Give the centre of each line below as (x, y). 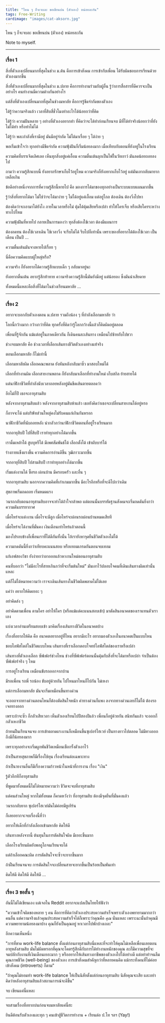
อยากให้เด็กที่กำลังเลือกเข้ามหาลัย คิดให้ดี (38, 825)
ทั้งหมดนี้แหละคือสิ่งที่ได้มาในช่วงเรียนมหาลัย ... (43, 286)
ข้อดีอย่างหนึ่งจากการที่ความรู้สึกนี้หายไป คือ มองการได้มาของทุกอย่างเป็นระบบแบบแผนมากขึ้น (80, 187)
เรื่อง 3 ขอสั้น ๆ (20, 892)
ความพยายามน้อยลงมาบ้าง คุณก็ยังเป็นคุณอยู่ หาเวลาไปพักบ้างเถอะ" (59, 924)
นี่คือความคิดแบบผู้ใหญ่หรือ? (28, 257)
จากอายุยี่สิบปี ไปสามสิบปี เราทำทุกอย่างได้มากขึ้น (44, 462)
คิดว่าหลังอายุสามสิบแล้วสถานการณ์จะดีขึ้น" (40, 981)
